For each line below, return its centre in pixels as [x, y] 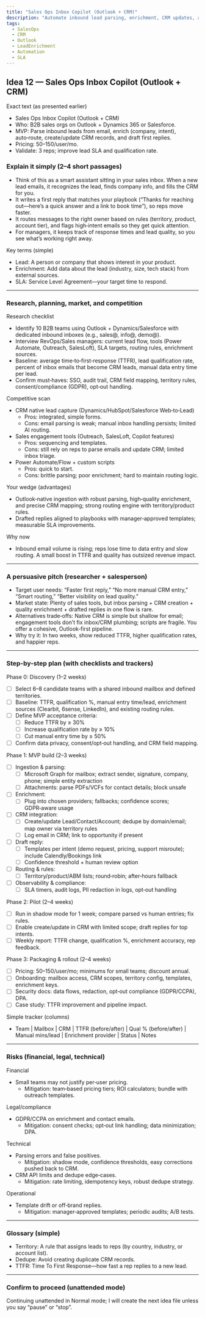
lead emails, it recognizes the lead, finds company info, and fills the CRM [106, 186]
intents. [25, 934]
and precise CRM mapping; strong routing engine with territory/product [105, 505]
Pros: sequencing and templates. [66, 443]
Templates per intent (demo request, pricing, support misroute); [104, 849]
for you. [25, 193]
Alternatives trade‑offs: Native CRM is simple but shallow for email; [99, 616]
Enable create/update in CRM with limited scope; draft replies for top [101, 927]
